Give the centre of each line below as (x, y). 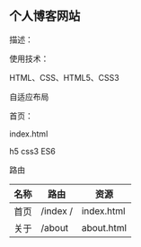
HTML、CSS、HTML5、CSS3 (64, 77)
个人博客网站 (45, 16)
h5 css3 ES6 (32, 151)
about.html (104, 227)
